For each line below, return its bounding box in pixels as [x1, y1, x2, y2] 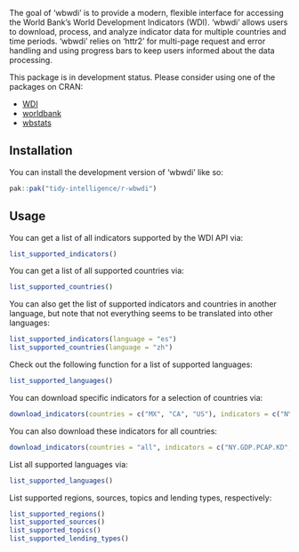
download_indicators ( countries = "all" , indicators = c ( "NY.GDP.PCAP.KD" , [9, 443, 293, 452]
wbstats [21, 117, 52, 128]
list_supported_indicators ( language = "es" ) [9, 335, 177, 344]
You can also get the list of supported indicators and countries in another [9, 299, 278, 309]
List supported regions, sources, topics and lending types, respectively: [9, 492, 272, 503]
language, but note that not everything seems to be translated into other [9, 308, 273, 319]
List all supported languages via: [9, 459, 129, 469]
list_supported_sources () [9, 517, 105, 527]
